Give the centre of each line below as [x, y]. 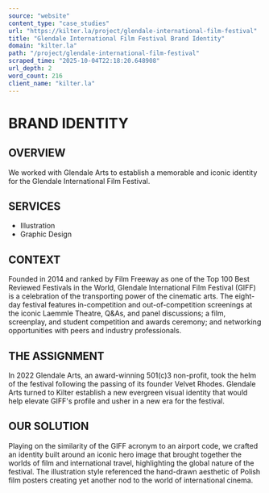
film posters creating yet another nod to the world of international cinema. [131, 480]
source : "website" [39, 16]
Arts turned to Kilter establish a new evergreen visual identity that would [128, 392]
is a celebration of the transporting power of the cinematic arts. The [121, 296]
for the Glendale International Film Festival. [79, 181]
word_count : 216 [35, 76]
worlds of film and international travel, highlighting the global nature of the [131, 463]
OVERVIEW [37, 153]
